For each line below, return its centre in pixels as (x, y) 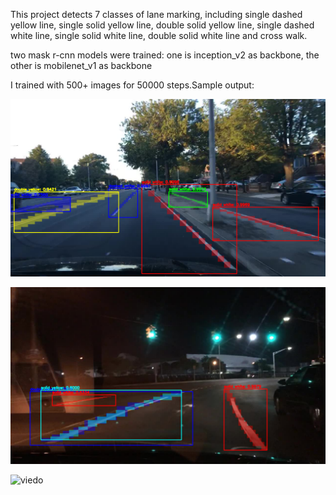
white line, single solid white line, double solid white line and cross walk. (159, 35)
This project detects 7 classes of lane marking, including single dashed (156, 14)
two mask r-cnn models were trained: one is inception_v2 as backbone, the (165, 55)
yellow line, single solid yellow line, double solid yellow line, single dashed (162, 25)
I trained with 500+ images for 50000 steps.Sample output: (132, 85)
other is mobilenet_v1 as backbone (81, 65)
